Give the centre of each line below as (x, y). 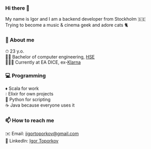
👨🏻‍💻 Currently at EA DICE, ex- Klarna (43, 62)
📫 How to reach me (30, 120)
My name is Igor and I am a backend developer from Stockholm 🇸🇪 (75, 19)
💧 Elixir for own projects (29, 93)
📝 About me (20, 40)
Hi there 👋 (18, 8)
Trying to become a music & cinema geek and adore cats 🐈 (67, 25)
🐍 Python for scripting (28, 99)
